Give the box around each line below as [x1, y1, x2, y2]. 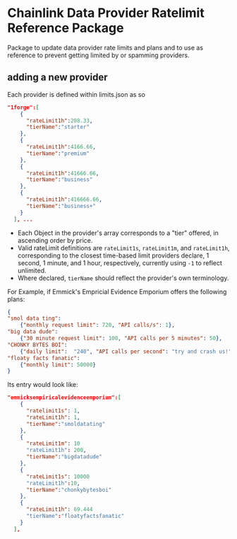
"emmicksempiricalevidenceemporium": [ [7, 394, 121, 401]
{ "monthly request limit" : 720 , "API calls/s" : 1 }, [20, 322, 175, 329]
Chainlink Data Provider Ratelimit [7, 5, 205, 21]
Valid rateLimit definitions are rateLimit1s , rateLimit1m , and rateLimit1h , [17, 243, 230, 252]
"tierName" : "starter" [25, 124, 90, 131]
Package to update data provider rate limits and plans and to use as [7, 43, 203, 52]
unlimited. [17, 266, 47, 274]
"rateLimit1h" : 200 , [25, 447, 87, 454]
